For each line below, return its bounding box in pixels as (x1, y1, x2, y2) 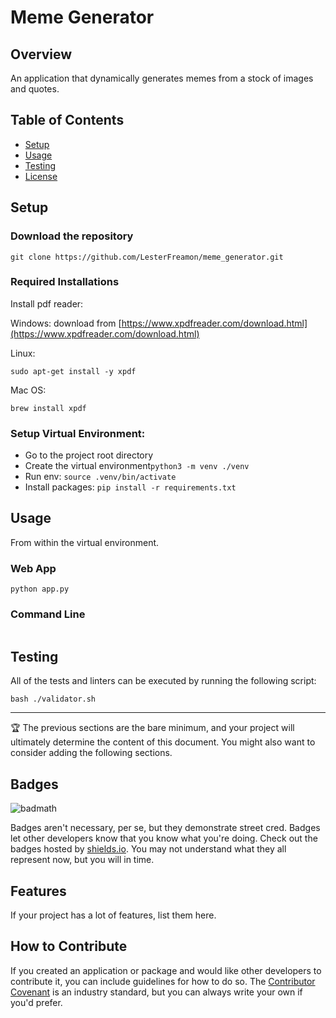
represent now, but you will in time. (10, 854, 155, 866)
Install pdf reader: (10, 297, 84, 310)
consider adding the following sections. (10, 747, 173, 759)
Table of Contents (10, 112, 125, 129)
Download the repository (10, 229, 134, 243)
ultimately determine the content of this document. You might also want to (10, 736, 316, 748)
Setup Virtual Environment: (10, 426, 146, 440)
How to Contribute (10, 938, 128, 955)
